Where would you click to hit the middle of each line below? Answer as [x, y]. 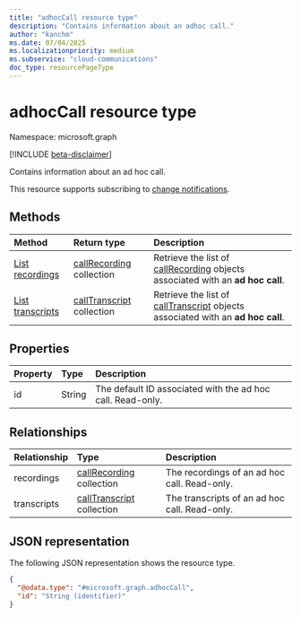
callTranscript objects [199, 306]
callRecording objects [199, 268]
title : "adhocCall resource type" [74, 17]
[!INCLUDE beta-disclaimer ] [60, 154]
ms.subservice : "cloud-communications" [84, 59]
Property [33, 374]
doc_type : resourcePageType [62, 68]
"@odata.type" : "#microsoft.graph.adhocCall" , [106, 587]
